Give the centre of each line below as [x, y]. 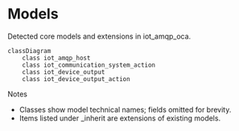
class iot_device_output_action [76, 79]
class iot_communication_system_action [89, 65]
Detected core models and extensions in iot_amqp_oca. [99, 36]
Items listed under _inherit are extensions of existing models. [120, 118]
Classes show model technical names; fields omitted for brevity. [125, 109]
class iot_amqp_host [56, 58]
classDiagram [29, 51]
